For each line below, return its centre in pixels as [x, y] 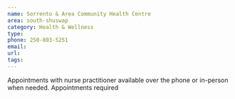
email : [17, 47]
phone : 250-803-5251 [38, 40]
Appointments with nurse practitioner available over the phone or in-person [118, 80]
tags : [15, 60]
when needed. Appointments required [63, 87]
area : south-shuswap [38, 21]
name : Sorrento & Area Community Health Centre [79, 14]
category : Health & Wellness [51, 27]
